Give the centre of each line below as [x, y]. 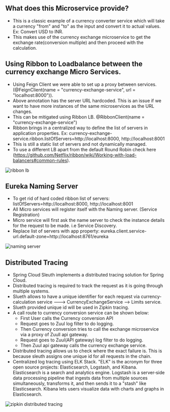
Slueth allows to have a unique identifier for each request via [76, 296]
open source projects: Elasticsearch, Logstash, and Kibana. [75, 367]
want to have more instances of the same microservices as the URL [83, 106]
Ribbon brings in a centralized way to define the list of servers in [80, 128]
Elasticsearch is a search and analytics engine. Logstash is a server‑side [89, 373]
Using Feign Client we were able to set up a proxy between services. [84, 84]
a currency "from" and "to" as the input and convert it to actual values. [87, 26]
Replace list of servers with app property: [56, 231]
